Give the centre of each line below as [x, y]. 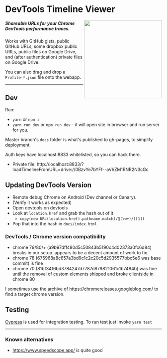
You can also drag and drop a [35, 72]
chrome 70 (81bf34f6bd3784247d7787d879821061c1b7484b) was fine [84, 269]
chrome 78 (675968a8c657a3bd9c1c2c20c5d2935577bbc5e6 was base [86, 258]
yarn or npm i [26, 119]
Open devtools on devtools [40, 207]
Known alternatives [29, 339]
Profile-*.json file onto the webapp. [43, 77]
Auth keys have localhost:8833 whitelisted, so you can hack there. [73, 154]
